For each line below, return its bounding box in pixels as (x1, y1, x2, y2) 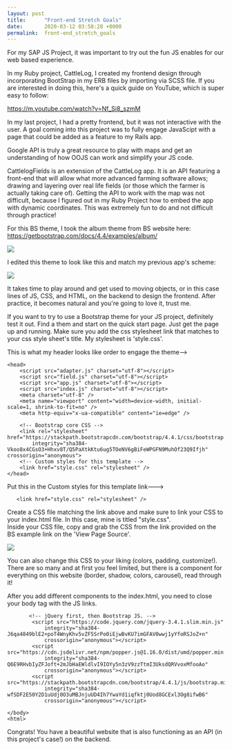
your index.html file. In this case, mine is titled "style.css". (7, 515, 171, 524)
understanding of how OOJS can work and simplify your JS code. (7, 154, 194, 162)
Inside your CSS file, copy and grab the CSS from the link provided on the (7, 523, 216, 531)
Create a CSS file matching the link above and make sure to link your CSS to (7, 508, 223, 516)
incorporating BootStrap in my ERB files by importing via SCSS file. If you (7, 77, 215, 85)
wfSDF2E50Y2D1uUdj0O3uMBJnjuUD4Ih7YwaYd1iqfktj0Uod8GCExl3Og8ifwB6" (7, 691, 209, 699)
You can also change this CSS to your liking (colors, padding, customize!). (7, 556, 217, 565)
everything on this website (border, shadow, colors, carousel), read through (7, 571, 222, 580)
